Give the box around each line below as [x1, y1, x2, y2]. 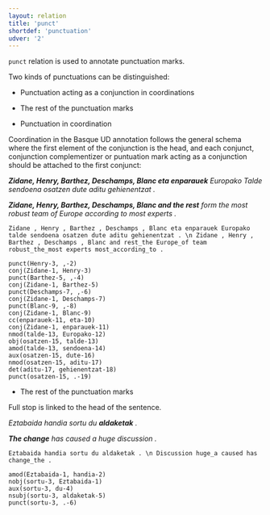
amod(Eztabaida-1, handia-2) [8, 471, 106, 479]
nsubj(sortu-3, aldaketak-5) [8, 492, 106, 500]
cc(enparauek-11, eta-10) [8, 316, 95, 324]
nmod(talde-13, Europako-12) [8, 330, 106, 339]
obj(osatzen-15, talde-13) [8, 337, 99, 345]
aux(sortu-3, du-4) [8, 485, 74, 493]
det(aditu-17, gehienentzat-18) [8, 366, 117, 374]
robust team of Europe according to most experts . [8, 209, 177, 219]
